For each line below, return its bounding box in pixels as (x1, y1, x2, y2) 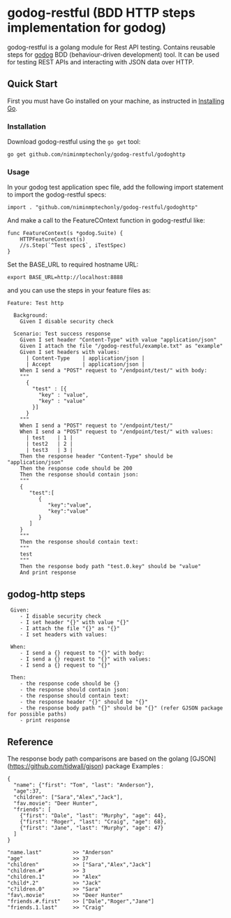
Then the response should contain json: (20, 471, 139, 479)
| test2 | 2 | (25, 441, 73, 448)
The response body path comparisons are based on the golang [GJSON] (7, 754, 216, 763)
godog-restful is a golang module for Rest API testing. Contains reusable (7, 43, 216, 51)
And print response (20, 569, 77, 577)
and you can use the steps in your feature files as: (7, 286, 151, 295)
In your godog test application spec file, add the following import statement (7, 183, 223, 192)
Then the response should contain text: (20, 539, 139, 546)
